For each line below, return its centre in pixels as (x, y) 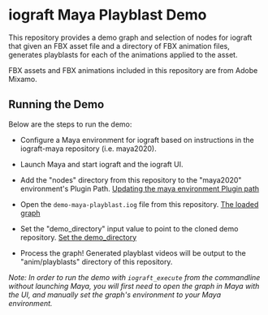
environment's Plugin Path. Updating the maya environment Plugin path (140, 188)
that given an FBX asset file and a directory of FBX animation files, (119, 45)
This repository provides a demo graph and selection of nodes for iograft (130, 37)
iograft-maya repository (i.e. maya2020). (88, 149)
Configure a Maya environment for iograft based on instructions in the (137, 140)
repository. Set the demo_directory (78, 237)
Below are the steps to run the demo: (70, 124)
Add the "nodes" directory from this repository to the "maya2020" (131, 179)
